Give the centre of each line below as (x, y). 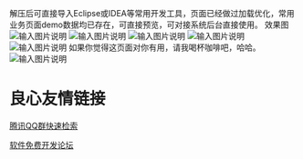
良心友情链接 (58, 99)
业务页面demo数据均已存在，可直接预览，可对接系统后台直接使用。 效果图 (149, 25)
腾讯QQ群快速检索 (44, 125)
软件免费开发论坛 (42, 144)
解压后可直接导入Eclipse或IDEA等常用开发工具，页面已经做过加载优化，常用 (152, 13)
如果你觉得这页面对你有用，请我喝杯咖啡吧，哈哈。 (164, 47)
